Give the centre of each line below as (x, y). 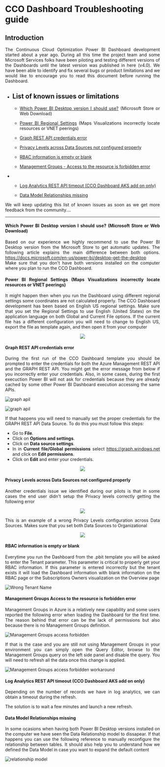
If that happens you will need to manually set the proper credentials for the (82, 418)
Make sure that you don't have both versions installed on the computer (82, 263)
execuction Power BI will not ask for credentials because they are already (82, 379)
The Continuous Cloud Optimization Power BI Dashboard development (82, 50)
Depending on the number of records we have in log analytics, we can (82, 692)
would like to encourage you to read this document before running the (82, 76)
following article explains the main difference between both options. (82, 253)
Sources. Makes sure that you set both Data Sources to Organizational (76, 525)
